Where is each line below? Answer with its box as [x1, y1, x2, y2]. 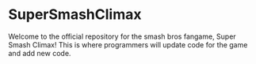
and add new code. [8, 48, 71, 58]
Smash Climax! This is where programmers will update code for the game [8, 40, 248, 49]
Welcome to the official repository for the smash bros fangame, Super [8, 32, 236, 41]
